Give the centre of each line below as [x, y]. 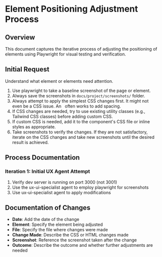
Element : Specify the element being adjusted [57, 224]
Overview [20, 37]
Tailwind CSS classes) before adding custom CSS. [62, 116]
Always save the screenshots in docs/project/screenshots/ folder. [78, 95]
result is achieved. [30, 142]
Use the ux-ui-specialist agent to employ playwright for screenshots [80, 187]
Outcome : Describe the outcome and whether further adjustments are [82, 245]
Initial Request [27, 69]
